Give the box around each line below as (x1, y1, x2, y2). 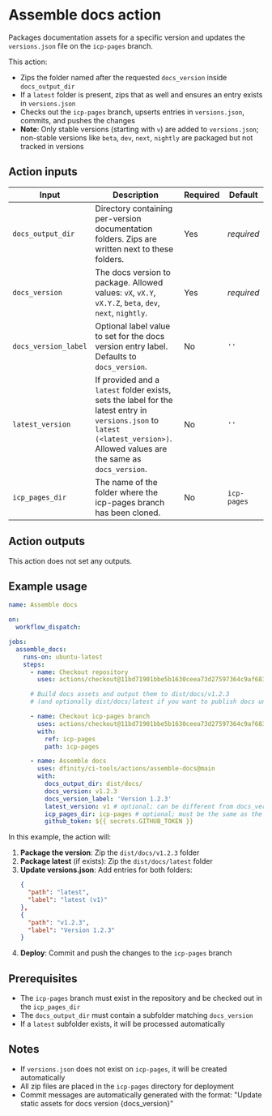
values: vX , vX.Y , (95, 286, 156, 298)
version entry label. (95, 341, 168, 352)
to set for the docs (95, 330, 165, 341)
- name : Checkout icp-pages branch (29, 712, 151, 720)
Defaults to (95, 350, 137, 362)
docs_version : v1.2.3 (44, 787, 117, 796)
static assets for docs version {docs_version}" (19, 1098, 174, 1108)
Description (112, 189, 159, 200)
